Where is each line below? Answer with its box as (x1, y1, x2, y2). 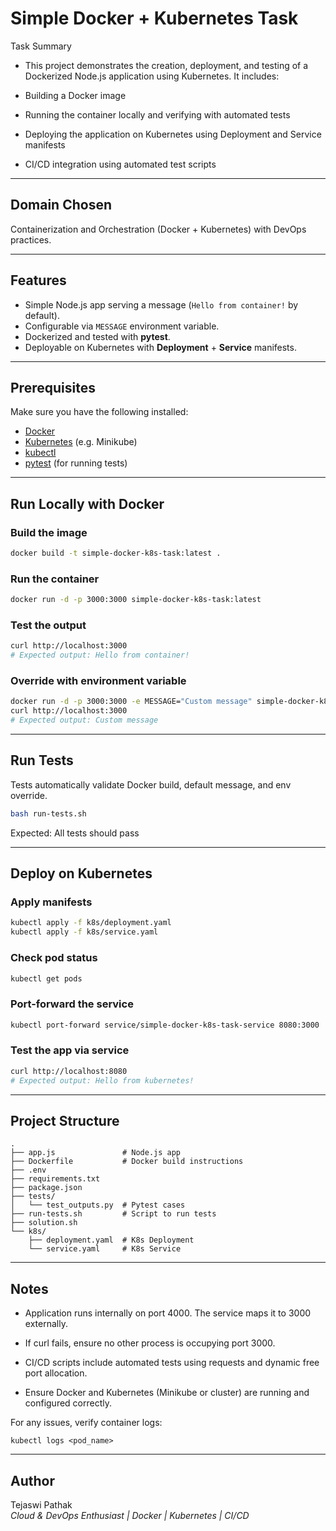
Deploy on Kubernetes (10, 865, 153, 882)
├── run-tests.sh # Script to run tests (10, 1209, 217, 1219)
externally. (24, 1318, 68, 1330)
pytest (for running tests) (24, 457, 128, 469)
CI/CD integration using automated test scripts (24, 158, 217, 170)
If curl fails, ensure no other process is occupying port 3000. (24, 1337, 276, 1349)
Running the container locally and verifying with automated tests (24, 108, 291, 121)
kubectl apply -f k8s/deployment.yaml (10, 918, 172, 928)
